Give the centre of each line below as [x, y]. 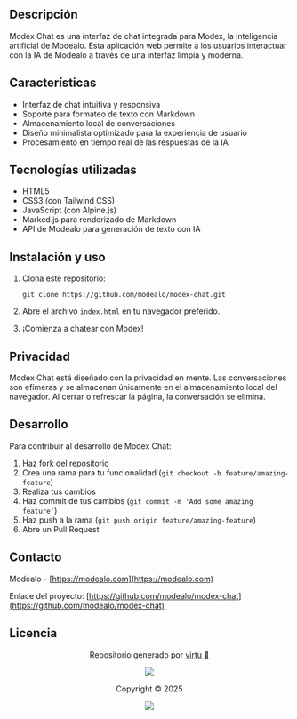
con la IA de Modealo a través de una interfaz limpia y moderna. [126, 55]
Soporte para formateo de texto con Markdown [108, 114]
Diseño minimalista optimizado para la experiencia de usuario [134, 132]
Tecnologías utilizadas [73, 170]
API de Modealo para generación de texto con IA [111, 229]
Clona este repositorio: [64, 278]
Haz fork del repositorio [65, 463]
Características [53, 83]
